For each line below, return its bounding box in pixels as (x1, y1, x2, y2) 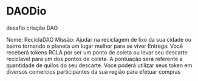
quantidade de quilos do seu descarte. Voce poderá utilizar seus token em (6, 62, 193, 69)
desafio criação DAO (6, 24, 58, 31)
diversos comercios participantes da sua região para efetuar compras (6, 68, 181, 75)
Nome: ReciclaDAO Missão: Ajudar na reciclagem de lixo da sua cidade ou (6, 36, 192, 43)
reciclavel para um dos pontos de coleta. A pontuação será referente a (6, 55, 183, 62)
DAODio (6, 4, 47, 18)
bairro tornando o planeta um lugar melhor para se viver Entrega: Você (6, 42, 183, 50)
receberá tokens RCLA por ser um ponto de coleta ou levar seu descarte (6, 48, 188, 56)
